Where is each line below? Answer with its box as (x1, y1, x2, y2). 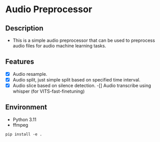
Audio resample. (12, 71, 48, 77)
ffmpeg (12, 122, 29, 128)
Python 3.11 (12, 116, 37, 123)
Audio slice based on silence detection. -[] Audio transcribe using (12, 82, 151, 89)
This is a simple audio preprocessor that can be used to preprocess (12, 37, 155, 43)
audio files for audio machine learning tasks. (12, 43, 106, 49)
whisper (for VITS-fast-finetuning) (12, 88, 85, 94)
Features (5, 58, 34, 66)
